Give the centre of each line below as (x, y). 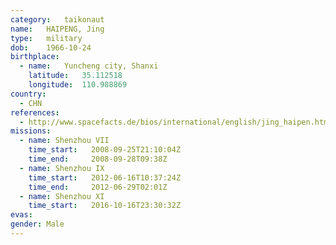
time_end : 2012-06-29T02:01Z (98, 187)
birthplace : (35, 57)
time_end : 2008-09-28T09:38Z (98, 159)
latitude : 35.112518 (75, 76)
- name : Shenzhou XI (62, 196)
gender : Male (37, 224)
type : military (46, 38)
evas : (21, 215)
